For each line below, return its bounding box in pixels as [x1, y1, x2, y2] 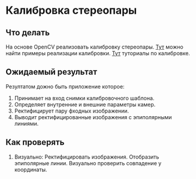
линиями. [14, 120, 39, 127]
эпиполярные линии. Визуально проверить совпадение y [14, 159, 162, 166]
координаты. [14, 166, 47, 173]
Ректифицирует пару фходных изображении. [14, 107, 129, 114]
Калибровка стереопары [5, 4, 137, 17]
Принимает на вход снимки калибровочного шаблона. [14, 94, 155, 102]
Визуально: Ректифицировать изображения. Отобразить [14, 153, 159, 160]
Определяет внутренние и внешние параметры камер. [14, 101, 156, 108]
